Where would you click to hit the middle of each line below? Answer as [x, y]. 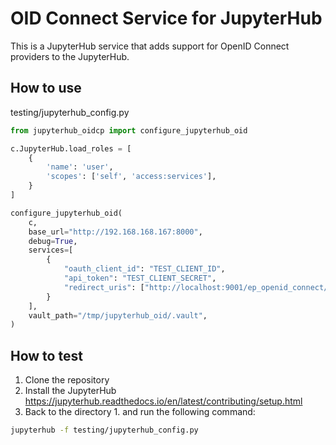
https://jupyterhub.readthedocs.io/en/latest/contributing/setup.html [163, 401]
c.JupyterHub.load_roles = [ [71, 148]
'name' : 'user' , [80, 167]
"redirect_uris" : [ [104, 287]
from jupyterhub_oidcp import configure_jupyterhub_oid [129, 130]
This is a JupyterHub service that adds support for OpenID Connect [150, 46]
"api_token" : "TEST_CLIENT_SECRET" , [140, 278]
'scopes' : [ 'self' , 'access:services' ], [131, 177]
